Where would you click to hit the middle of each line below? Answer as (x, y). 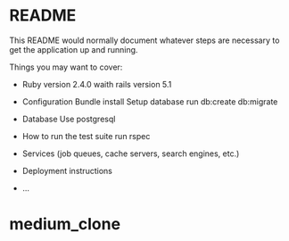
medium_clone (65, 224)
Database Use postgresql (69, 119)
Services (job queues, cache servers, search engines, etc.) (131, 154)
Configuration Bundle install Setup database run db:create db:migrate (150, 101)
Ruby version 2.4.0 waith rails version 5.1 (97, 84)
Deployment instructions (67, 170)
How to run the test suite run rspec (86, 136)
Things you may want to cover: (66, 67)
